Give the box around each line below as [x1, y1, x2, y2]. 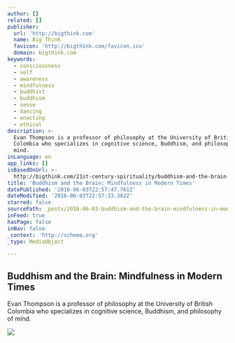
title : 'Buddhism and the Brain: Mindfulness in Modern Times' [7, 179, 196, 186]
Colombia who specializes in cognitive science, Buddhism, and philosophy [7, 307, 222, 316]
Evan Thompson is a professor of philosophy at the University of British [7, 300, 213, 308]
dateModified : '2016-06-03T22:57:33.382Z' [7, 192, 133, 199]
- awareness [13, 75, 49, 83]
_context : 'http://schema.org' [7, 232, 99, 239]
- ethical [13, 120, 42, 128]
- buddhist [13, 88, 45, 95]
